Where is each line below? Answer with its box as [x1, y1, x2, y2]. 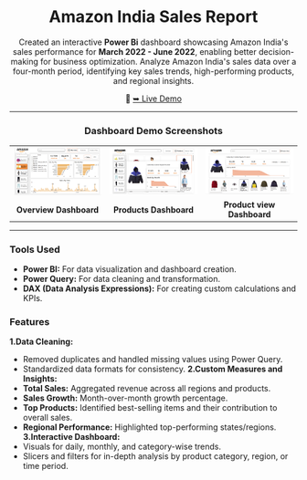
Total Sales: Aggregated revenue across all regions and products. [22, 383, 271, 394]
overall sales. [22, 412, 73, 423]
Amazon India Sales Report [48, 6, 259, 27]
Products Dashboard [112, 203, 195, 215]
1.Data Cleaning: [9, 336, 74, 348]
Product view [223, 199, 276, 211]
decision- [259, 46, 295, 57]
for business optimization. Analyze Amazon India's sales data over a [40, 56, 297, 67]
